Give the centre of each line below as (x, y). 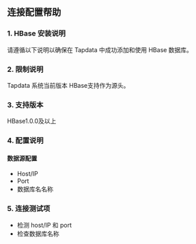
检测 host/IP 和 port (44, 225)
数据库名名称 (35, 189)
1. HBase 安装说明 (37, 34)
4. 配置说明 (25, 141)
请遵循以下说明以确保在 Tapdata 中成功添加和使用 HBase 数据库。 (100, 49)
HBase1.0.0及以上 (32, 121)
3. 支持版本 (25, 105)
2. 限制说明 (25, 69)
